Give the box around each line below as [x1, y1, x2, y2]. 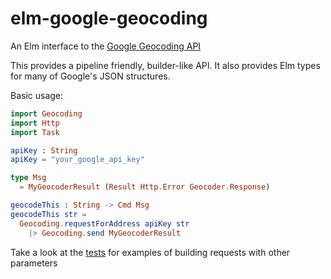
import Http [10, 118, 60, 128]
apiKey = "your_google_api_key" [10, 155, 145, 165]
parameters [10, 257, 58, 269]
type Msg [10, 173, 47, 183]
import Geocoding [10, 108, 83, 119]
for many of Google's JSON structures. [10, 70, 171, 82]
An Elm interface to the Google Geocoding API [10, 40, 202, 52]
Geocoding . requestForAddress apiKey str [19, 218, 190, 229]
